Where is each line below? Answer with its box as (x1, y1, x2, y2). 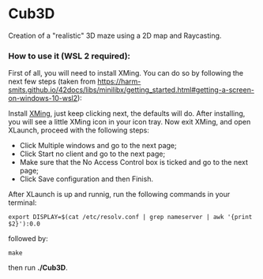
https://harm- (97, 76, 141, 87)
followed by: (8, 234, 49, 244)
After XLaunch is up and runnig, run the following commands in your (8, 190, 231, 199)
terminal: (8, 198, 37, 207)
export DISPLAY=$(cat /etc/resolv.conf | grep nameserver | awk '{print (8, 214, 253, 221)
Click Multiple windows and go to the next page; (19, 141, 177, 151)
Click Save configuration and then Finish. (19, 174, 154, 184)
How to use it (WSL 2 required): (8, 50, 131, 61)
